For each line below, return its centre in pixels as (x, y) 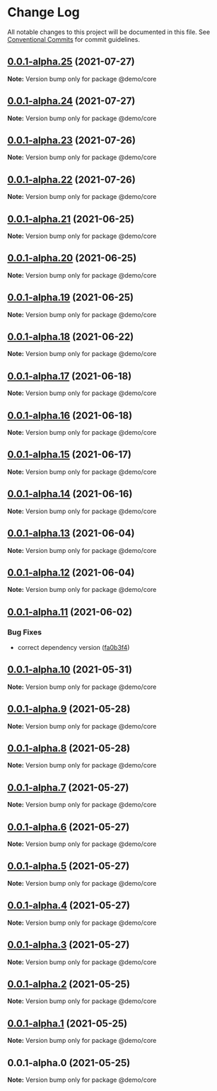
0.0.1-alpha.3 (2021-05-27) (69, 945)
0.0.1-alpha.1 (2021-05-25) (68, 1023)
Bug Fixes (25, 632)
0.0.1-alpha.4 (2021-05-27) (69, 906)
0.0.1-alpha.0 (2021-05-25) (69, 1063)
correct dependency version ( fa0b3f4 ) (74, 647)
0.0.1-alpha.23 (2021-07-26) (72, 140)
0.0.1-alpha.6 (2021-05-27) (69, 827)
